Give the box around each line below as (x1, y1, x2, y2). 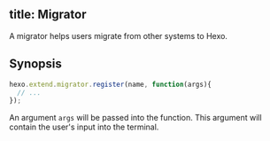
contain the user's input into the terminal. (9, 121, 159, 132)
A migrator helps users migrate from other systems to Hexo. (9, 30, 228, 41)
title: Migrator (9, 7, 87, 22)
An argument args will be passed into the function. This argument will (9, 113, 263, 123)
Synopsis (9, 57, 62, 72)
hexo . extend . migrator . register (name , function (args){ (9, 80, 212, 89)
